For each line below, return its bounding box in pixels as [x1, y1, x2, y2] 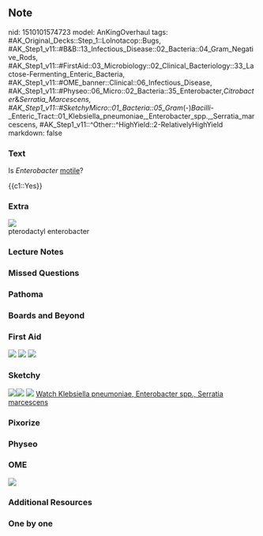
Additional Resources [8, 496, 92, 508]
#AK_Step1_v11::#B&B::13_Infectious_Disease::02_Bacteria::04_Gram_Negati [8, 43, 254, 54]
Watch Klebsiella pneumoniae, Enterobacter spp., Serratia [35, 389, 224, 398]
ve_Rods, [8, 52, 38, 62]
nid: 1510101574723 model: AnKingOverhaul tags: [8, 27, 168, 36]
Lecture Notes [8, 247, 64, 258]
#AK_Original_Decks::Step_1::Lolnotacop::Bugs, [8, 36, 162, 45]
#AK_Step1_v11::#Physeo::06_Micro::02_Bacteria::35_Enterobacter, [8, 86, 224, 96]
